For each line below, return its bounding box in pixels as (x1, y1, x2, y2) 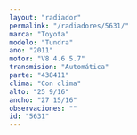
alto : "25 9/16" (9, 87, 69, 96)
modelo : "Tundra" (9, 37, 74, 47)
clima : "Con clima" (9, 79, 82, 88)
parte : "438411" (9, 71, 69, 80)
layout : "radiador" (9, 12, 82, 22)
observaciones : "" (9, 104, 77, 113)
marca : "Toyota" (9, 29, 69, 38)
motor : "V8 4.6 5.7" (9, 54, 86, 63)
